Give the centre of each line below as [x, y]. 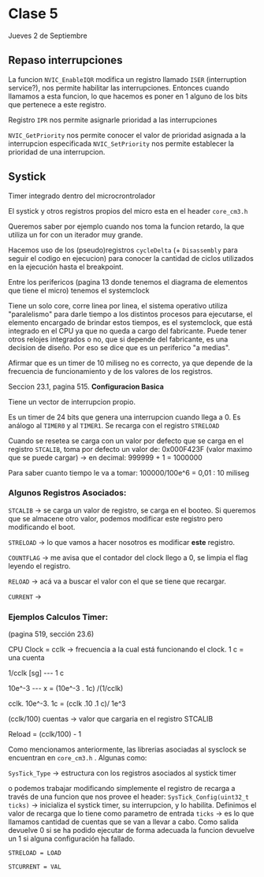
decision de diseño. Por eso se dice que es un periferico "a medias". [119, 347]
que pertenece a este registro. [57, 104]
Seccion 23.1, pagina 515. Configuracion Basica [86, 386]
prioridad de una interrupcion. [57, 151]
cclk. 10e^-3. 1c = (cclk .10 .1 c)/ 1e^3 [67, 703]
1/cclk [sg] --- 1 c [36, 673]
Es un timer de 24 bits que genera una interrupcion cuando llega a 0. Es [125, 417]
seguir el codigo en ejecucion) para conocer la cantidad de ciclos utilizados [131, 258]
